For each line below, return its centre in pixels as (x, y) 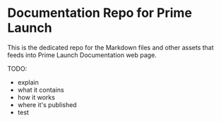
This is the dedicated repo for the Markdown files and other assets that (110, 47)
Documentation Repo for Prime (100, 13)
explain (28, 82)
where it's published (47, 104)
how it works (36, 97)
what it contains (41, 90)
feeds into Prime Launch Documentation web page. (82, 55)
